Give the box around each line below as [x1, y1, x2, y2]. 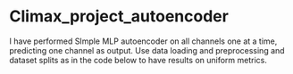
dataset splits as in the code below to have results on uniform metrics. [9, 54, 268, 65]
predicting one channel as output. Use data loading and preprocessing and [9, 45, 285, 55]
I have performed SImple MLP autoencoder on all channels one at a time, [9, 36, 278, 46]
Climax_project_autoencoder [9, 6, 230, 27]
